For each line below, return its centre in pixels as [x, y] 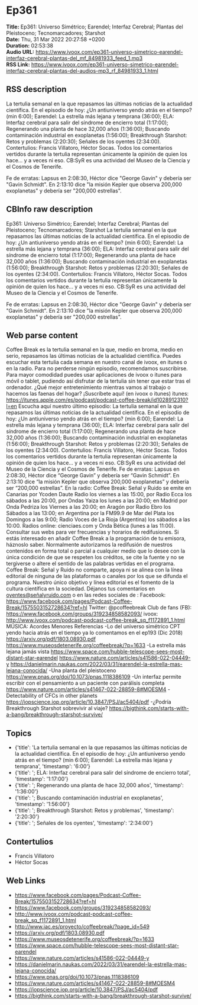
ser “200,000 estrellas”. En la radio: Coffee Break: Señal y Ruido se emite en [99, 488]
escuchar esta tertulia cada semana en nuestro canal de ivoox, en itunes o [97, 362]
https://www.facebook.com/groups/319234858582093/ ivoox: [82, 614]
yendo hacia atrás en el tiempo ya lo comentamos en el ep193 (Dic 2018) [95, 633]
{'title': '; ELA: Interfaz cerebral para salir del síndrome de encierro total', [103, 773]
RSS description [36, 89]
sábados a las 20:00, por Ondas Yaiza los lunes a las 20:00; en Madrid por [97, 500]
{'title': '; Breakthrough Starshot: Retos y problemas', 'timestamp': [94, 810]
